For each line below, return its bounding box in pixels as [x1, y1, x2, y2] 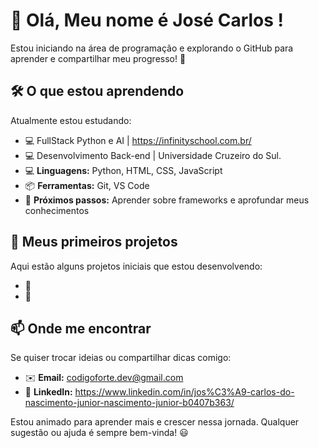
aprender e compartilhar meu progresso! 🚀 [10, 52, 187, 64]
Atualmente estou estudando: [10, 114, 132, 126]
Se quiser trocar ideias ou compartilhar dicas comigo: [10, 352, 232, 364]
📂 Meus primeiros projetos [10, 234, 178, 251]
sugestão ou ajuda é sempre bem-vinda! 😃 [10, 427, 189, 439]
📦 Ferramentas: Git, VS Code [24, 179, 150, 191]
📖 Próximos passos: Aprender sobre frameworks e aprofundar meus [24, 194, 310, 206]
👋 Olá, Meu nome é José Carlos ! [10, 9, 285, 32]
